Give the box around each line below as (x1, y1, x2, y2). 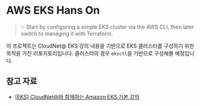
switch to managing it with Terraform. (20, 30, 113, 37)
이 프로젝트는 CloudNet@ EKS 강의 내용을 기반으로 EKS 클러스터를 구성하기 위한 (6, 42, 195, 49)
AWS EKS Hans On (6, 4, 100, 17)
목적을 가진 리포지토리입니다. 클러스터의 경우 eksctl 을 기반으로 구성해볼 (6, 49, 174, 57)
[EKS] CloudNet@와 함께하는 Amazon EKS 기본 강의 (14, 93, 140, 100)
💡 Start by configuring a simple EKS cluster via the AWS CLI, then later (20, 23, 195, 30)
